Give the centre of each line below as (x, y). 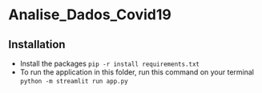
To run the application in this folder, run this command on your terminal (137, 72)
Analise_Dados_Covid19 (90, 15)
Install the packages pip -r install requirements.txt (110, 63)
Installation (37, 44)
